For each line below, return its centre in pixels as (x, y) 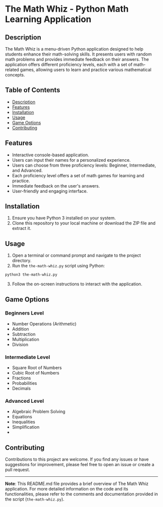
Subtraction (24, 334)
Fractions (21, 378)
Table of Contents (33, 90)
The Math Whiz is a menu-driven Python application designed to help (74, 49)
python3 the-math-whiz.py (31, 275)
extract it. (22, 228)
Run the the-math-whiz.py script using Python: (58, 266)
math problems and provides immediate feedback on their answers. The (77, 59)
